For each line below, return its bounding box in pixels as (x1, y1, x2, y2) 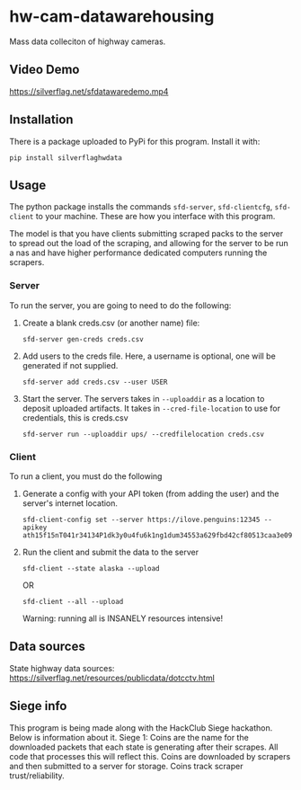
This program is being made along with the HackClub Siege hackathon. (9, 722, 273, 733)
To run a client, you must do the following (9, 470, 163, 482)
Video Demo (9, 62, 80, 77)
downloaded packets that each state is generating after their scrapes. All (9, 741, 279, 752)
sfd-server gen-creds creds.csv (22, 334, 144, 343)
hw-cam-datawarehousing (9, 6, 215, 27)
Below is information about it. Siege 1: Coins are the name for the (9, 732, 249, 742)
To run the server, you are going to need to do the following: (9, 299, 232, 311)
